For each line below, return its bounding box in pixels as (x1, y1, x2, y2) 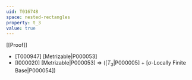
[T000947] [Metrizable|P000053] (14, 53, 97, 60)
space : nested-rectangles (6, 14, 70, 20)
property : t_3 (6, 20, 42, 25)
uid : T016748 (6, 8, 39, 15)
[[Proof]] (6, 41, 28, 49)
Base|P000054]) (14, 67, 56, 74)
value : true (6, 25, 36, 31)
